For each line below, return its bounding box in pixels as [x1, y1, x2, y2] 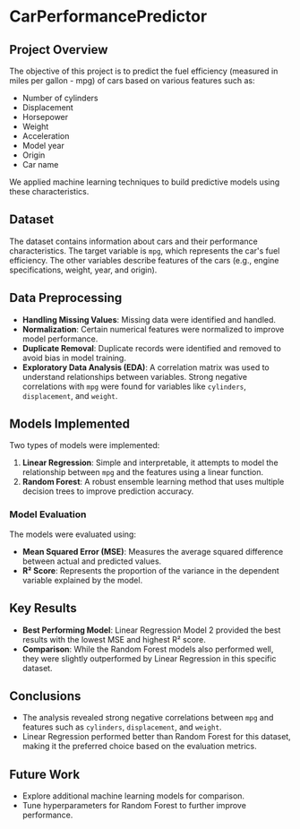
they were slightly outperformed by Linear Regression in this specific [21, 652, 277, 664]
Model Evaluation [9, 508, 87, 521]
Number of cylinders [21, 92, 99, 103]
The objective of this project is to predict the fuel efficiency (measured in [9, 65, 279, 76]
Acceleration [21, 131, 70, 141]
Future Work [9, 766, 81, 782]
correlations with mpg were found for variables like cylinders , [21, 381, 246, 392]
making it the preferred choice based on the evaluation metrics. [21, 741, 257, 752]
